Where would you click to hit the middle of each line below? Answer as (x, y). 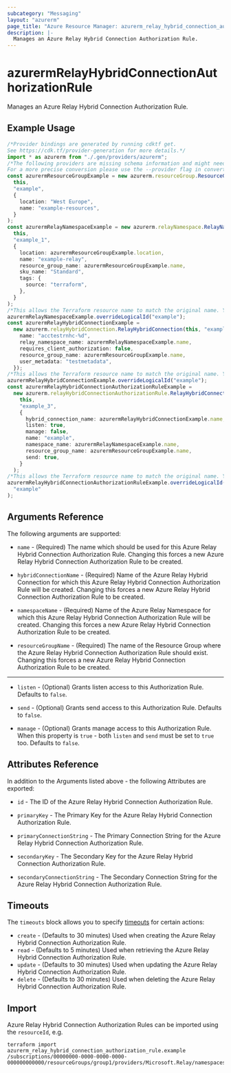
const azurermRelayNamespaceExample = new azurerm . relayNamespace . (106, 228)
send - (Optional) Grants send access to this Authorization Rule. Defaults (119, 707)
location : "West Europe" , (57, 201)
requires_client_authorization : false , (77, 349)
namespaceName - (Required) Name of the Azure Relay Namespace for (114, 610)
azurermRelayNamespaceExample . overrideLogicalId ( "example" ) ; (97, 317)
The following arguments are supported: (64, 533)
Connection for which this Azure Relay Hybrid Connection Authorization (119, 582)
